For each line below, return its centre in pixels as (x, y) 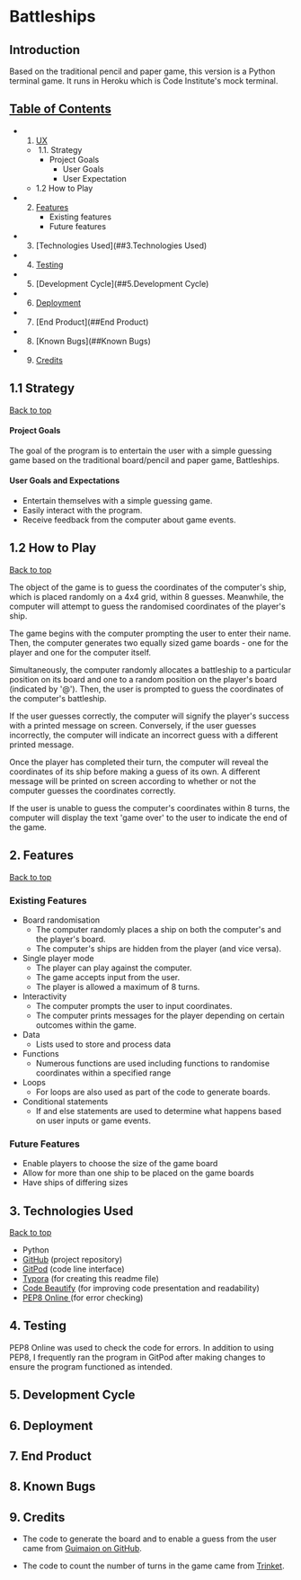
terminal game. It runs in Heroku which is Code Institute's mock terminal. (144, 81)
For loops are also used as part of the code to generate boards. (153, 1092)
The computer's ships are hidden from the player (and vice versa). (158, 948)
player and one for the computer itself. (80, 652)
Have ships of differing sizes (75, 1183)
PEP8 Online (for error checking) (83, 1298)
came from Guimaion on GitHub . (82, 1549)
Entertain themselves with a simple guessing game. (117, 501)
